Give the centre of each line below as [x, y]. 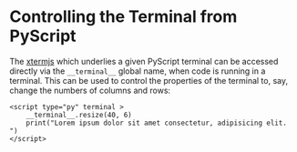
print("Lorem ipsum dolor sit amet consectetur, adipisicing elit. [156, 123]
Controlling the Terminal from [123, 17]
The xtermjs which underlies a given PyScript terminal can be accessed [144, 61]
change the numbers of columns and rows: [90, 90]
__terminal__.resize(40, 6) [79, 115]
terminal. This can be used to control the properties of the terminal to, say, [149, 80]
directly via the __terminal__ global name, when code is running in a [138, 71]
